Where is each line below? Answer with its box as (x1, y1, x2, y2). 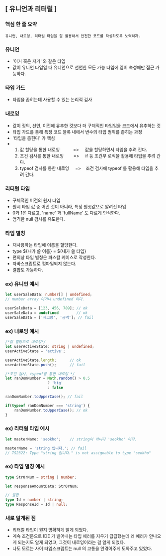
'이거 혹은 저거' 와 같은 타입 (12, 58, 66, 64)
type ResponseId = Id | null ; (5, 502, 68, 507)
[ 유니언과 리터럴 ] (5, 4, 57, 13)
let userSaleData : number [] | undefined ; (5, 292, 92, 297)
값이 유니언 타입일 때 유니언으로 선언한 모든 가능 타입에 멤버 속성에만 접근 (12, 64, 155, 70)
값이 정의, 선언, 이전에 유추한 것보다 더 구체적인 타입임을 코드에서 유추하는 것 (12, 123, 161, 129)
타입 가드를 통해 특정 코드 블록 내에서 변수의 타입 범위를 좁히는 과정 (12, 129, 143, 135)
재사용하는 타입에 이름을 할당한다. (12, 242, 78, 248)
